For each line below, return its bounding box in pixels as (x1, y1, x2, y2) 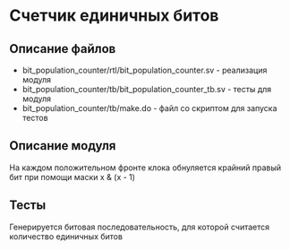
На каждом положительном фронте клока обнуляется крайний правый (9, 162, 282, 173)
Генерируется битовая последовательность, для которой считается (9, 221, 270, 232)
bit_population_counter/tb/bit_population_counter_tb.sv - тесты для (21, 84, 272, 94)
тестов (21, 113, 48, 123)
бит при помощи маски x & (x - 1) (9, 171, 136, 182)
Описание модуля (9, 138, 116, 153)
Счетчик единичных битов (9, 5, 219, 26)
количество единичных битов (9, 230, 124, 242)
